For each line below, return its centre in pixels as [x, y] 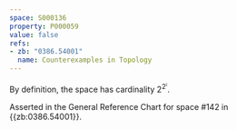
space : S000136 [38, 18]
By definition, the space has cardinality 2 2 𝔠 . [90, 88]
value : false [34, 35]
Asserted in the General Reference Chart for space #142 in [119, 106]
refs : [20, 43]
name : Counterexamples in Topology [85, 60]
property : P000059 [44, 26]
